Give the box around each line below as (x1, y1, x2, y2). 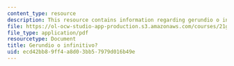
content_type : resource (7, 10, 77, 17)
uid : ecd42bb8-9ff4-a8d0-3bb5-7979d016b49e (7, 49, 136, 56)
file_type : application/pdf (7, 29, 89, 36)
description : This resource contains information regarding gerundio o (7, 16, 219, 23)
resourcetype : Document (7, 36, 77, 43)
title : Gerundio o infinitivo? (7, 42, 98, 49)
